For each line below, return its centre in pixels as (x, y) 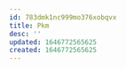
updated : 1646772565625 (53, 42)
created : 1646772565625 (53, 50)
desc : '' (25, 34)
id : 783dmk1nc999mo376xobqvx (63, 17)
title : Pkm (29, 26)
